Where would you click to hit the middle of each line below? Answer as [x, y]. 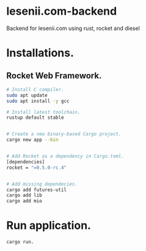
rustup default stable [35, 118]
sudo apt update [27, 95]
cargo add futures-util [37, 190]
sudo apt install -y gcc [38, 101]
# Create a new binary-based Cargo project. [64, 134]
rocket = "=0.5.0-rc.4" [37, 167]
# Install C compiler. [35, 89]
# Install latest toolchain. [43, 112]
